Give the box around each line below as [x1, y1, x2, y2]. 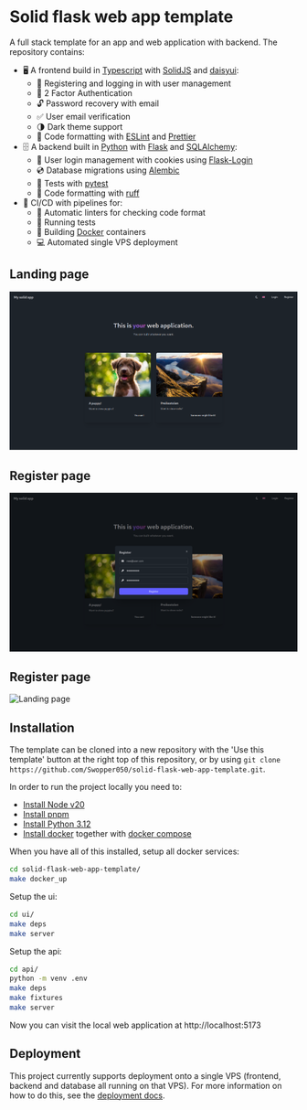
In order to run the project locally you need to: [9, 782, 183, 793]
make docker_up [9, 875, 68, 884]
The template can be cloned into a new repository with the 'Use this [9, 744, 265, 755]
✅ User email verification [36, 111, 131, 122]
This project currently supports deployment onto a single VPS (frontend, [9, 1070, 281, 1081]
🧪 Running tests [36, 217, 96, 228]
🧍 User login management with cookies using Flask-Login [36, 154, 253, 165]
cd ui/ [9, 910, 35, 919]
